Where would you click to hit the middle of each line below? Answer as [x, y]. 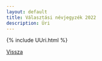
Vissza [15, 52]
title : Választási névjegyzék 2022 [51, 18]
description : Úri [28, 23]
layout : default [27, 12]
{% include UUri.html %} [37, 40]
